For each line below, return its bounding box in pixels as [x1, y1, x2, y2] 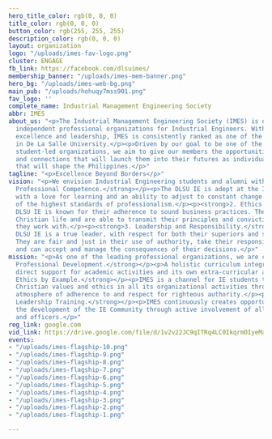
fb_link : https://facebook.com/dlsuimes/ [8, 65, 151, 73]
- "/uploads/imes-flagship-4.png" [8, 388, 125, 397]
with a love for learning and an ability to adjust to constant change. [15, 192, 266, 201]
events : [8, 335, 35, 344]
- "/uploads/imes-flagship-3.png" [8, 396, 125, 404]
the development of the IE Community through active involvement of [15, 305, 252, 313]
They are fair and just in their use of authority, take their [15, 238, 233, 246]
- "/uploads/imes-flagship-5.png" [8, 381, 125, 389]
